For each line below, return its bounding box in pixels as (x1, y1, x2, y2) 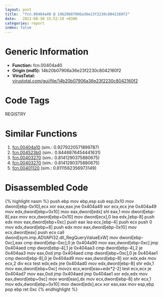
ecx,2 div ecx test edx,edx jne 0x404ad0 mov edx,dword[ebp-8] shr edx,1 (5, 260, 154, 266)
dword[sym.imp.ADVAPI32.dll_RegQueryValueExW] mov (5, 235, 119, 240)
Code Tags (5, 95, 50, 106)
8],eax (5, 214, 18, 219)
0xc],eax (5, 239, 23, 245)
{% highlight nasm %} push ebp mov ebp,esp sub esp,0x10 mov (5, 198, 134, 204)
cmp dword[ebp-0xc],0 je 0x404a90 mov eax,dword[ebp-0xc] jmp (23, 239, 159, 245)
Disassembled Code (5, 182, 88, 193)
